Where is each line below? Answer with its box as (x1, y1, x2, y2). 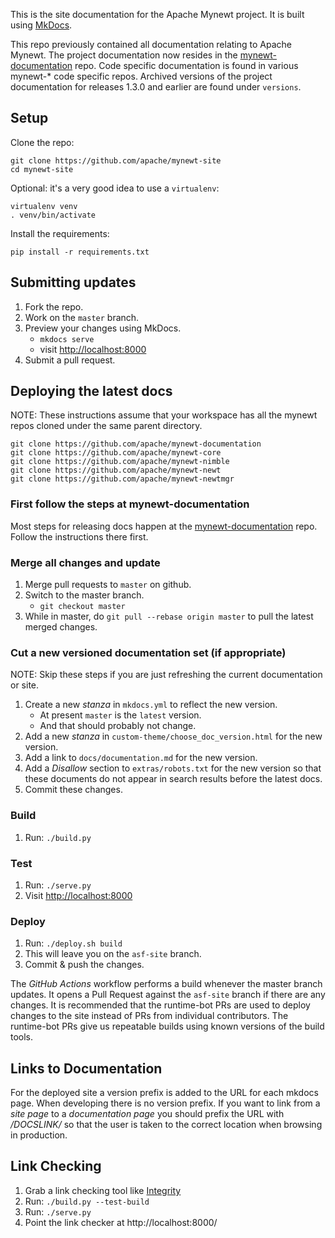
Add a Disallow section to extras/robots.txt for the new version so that (24, 762, 322, 774)
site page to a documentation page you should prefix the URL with (10, 1108, 285, 1120)
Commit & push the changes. (24, 959, 145, 971)
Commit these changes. (24, 784, 123, 796)
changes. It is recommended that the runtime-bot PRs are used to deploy (10, 999, 311, 1011)
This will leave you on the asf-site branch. (24, 948, 202, 960)
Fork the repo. (24, 300, 84, 313)
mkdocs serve (39, 334, 95, 344)
